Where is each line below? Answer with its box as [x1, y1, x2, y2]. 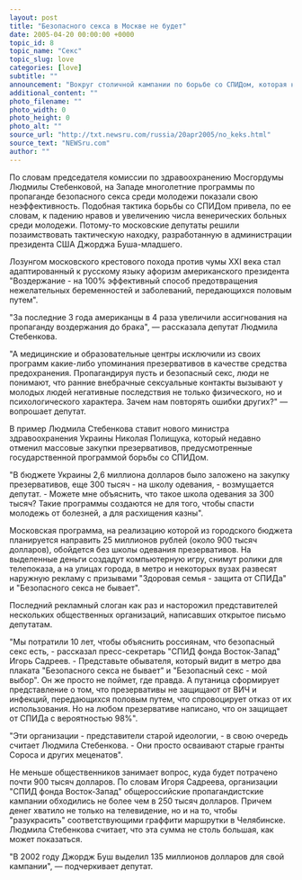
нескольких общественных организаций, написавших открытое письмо [9, 609, 286, 620]
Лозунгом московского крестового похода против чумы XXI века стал [9, 256, 281, 266]
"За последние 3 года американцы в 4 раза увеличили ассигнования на [9, 311, 288, 322]
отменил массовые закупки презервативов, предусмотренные [9, 442, 253, 453]
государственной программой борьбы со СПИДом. [9, 452, 209, 462]
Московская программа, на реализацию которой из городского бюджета [9, 525, 293, 535]
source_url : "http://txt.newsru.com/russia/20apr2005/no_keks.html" [9, 130, 271, 139]
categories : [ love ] [9, 64, 83, 73]
